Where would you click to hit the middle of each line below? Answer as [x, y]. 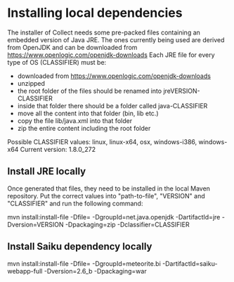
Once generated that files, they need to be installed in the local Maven [109, 188]
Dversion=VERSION [35, 224]
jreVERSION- [182, 91]
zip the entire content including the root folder [84, 128]
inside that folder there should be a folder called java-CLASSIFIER [112, 105]
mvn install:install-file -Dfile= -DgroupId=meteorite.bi [84, 263]
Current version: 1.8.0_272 [58, 149]
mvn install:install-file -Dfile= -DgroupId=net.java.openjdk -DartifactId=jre [114, 217]
